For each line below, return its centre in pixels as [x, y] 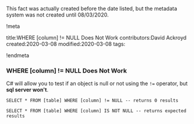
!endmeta [18, 55]
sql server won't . [28, 90]
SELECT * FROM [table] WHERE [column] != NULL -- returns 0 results [92, 101]
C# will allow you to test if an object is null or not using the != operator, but [97, 84]
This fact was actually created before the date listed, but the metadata [92, 9]
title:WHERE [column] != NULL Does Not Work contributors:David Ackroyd [96, 37]
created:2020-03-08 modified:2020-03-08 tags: [66, 44]
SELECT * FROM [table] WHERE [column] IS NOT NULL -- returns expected [96, 111]
